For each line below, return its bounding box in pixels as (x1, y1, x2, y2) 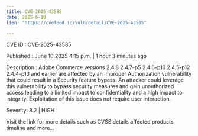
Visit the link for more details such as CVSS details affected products (6, 118, 174, 125)
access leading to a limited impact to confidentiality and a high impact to (6, 89, 183, 96)
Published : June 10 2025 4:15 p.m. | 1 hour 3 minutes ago (6, 53, 147, 60)
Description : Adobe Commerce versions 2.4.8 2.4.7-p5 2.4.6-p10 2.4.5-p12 (6, 64, 190, 71)
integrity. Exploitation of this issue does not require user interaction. (6, 95, 171, 102)
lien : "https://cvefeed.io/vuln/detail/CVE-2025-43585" (6, 20, 147, 25)
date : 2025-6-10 (6, 14, 46, 20)
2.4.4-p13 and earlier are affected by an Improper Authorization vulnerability (6, 70, 192, 77)
